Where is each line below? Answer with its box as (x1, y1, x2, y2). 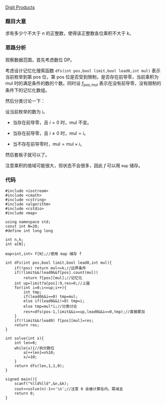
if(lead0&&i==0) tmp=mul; (23, 294, 78, 299)
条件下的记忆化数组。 (5, 87, 50, 93)
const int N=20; (5, 224, 39, 229)
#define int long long (5, 228, 53, 233)
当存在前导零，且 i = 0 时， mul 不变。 (12, 119, 92, 126)
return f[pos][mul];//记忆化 (23, 275, 82, 280)
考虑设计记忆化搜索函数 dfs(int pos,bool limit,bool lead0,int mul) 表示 (5, 67, 161, 73)
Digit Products (5, 5, 35, 10)
